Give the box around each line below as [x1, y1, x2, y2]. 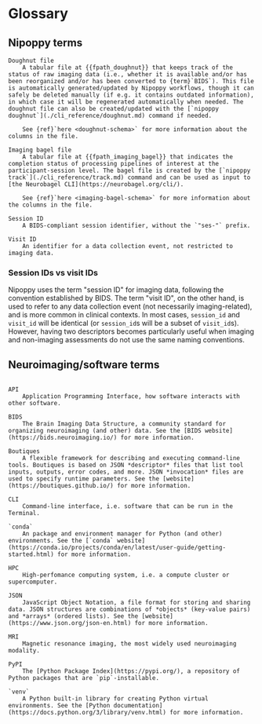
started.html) [8, 550, 55, 558]
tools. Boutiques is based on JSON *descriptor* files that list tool [8, 461, 244, 470]
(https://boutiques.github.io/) [8, 482, 114, 490]
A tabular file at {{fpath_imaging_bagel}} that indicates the [22, 153, 234, 161]
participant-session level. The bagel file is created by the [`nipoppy [8, 166, 251, 174]
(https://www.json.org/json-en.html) [8, 620, 132, 627]
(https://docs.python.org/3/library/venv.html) [8, 708, 167, 717]
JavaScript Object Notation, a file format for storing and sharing [22, 598, 251, 607]
